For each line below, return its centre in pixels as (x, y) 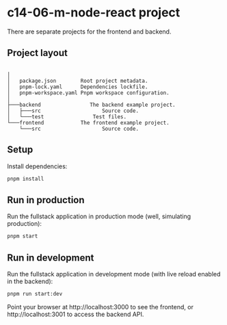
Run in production (46, 200)
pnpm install (26, 179)
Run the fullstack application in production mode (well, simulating (99, 216)
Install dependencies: (37, 166)
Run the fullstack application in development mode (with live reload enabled (114, 274)
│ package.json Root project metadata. (78, 81)
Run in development (51, 258)
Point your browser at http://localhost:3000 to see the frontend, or (100, 307)
